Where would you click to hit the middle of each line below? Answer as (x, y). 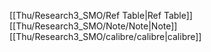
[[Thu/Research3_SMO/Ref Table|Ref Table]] (101, 15)
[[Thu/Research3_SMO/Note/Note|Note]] (93, 26)
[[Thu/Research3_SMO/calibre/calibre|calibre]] (105, 36)
